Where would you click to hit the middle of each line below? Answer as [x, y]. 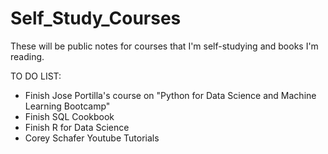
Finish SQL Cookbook [69, 116]
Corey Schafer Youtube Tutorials [92, 138]
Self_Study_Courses [96, 18]
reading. [27, 56]
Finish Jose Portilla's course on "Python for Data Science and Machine [170, 95]
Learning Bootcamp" [67, 106]
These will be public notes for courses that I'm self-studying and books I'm [164, 46]
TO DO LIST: [36, 76]
